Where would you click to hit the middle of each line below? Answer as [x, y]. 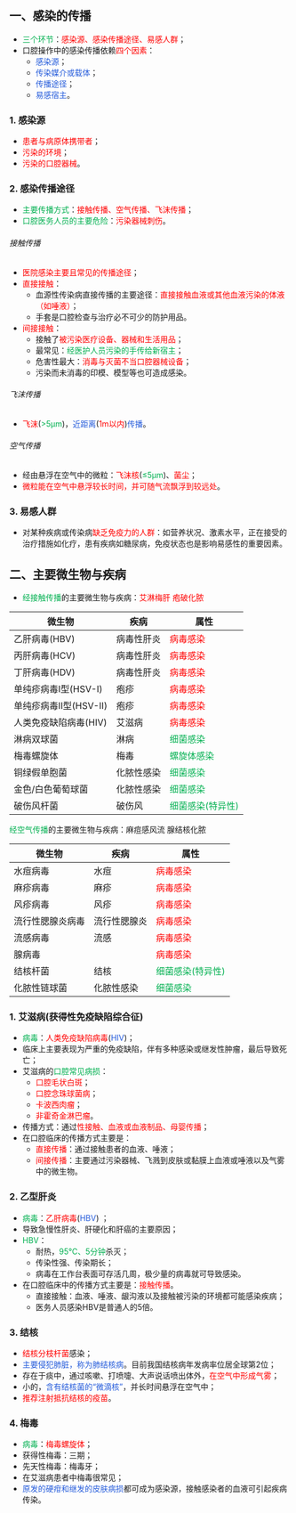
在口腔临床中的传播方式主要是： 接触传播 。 [100, 1284]
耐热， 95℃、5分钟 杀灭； [82, 1251]
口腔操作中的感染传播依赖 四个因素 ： [88, 50]
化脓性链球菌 [41, 988]
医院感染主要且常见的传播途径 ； [80, 272]
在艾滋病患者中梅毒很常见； [73, 1477]
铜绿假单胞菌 [41, 773]
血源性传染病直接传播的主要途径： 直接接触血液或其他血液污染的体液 [160, 294]
